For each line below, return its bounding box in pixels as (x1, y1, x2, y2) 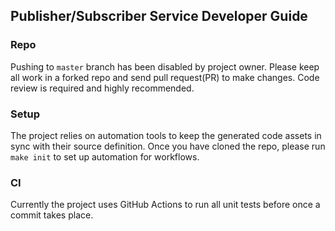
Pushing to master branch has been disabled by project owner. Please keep (10, 60, 320, 73)
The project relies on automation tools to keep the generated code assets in (10, 129, 322, 141)
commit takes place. (10, 209, 94, 221)
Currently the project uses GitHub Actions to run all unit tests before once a (10, 199, 321, 211)
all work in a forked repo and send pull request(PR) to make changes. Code (10, 71, 320, 83)
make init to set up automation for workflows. (10, 150, 200, 163)
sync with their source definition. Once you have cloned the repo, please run (10, 140, 326, 152)
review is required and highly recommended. (10, 82, 195, 94)
